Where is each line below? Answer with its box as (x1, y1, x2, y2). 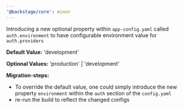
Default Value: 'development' (6, 49, 80, 56)
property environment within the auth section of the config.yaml (14, 89, 172, 96)
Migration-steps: (6, 71, 50, 78)
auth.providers (6, 38, 44, 44)
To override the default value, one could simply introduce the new (14, 83, 178, 90)
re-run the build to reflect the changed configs (14, 96, 130, 103)
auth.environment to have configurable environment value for (6, 31, 157, 39)
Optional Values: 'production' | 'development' (6, 60, 120, 67)
